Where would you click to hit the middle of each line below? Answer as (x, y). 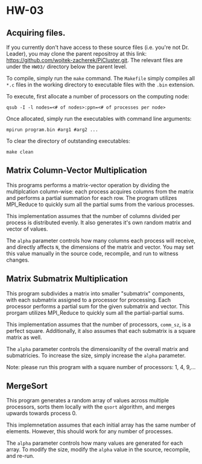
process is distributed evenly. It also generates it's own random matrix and (99, 222)
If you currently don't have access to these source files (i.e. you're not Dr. (98, 47)
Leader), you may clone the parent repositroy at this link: (76, 54)
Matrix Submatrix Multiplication (67, 279)
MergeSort (27, 386)
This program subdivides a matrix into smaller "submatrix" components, (96, 293)
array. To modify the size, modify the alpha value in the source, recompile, (98, 449)
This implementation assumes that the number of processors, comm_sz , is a (99, 324)
